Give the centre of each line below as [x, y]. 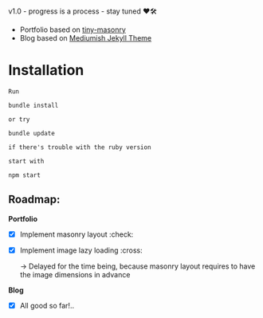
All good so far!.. [47, 305]
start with [26, 161]
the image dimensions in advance [75, 274]
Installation [46, 71]
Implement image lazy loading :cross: [81, 250]
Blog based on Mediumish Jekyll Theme [86, 38]
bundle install [33, 105]
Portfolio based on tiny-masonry [73, 29]
